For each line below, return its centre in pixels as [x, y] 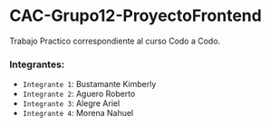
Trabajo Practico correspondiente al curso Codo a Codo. [115, 41]
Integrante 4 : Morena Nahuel [78, 113]
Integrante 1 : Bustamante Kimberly [89, 84]
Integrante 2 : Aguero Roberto [79, 94]
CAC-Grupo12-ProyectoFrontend [136, 16]
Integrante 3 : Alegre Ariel [71, 103]
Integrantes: [37, 64]
